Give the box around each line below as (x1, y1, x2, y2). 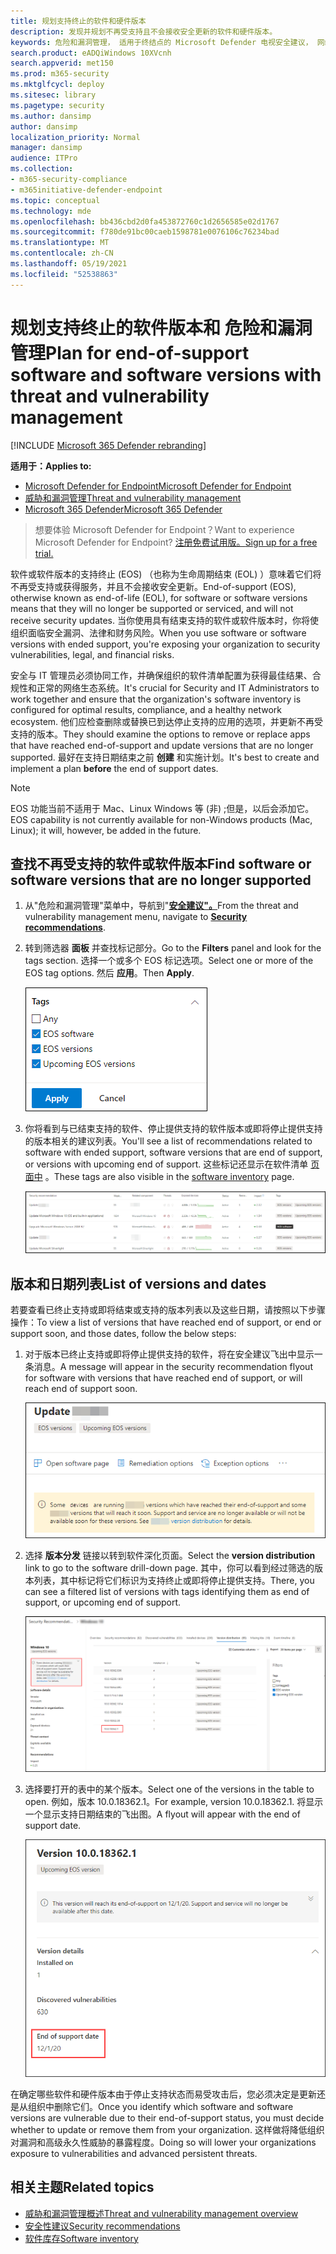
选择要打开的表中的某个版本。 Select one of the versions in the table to (24, 1783, 315, 1795)
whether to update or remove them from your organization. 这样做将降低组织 (10, 2123, 325, 2135)
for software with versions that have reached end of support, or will (24, 1372, 303, 1384)
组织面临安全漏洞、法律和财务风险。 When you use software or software (10, 626, 307, 639)
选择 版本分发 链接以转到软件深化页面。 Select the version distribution (24, 1549, 316, 1561)
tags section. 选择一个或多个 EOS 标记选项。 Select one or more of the (24, 955, 314, 967)
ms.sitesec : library (10, 90, 97, 100)
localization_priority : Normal (10, 132, 141, 142)
